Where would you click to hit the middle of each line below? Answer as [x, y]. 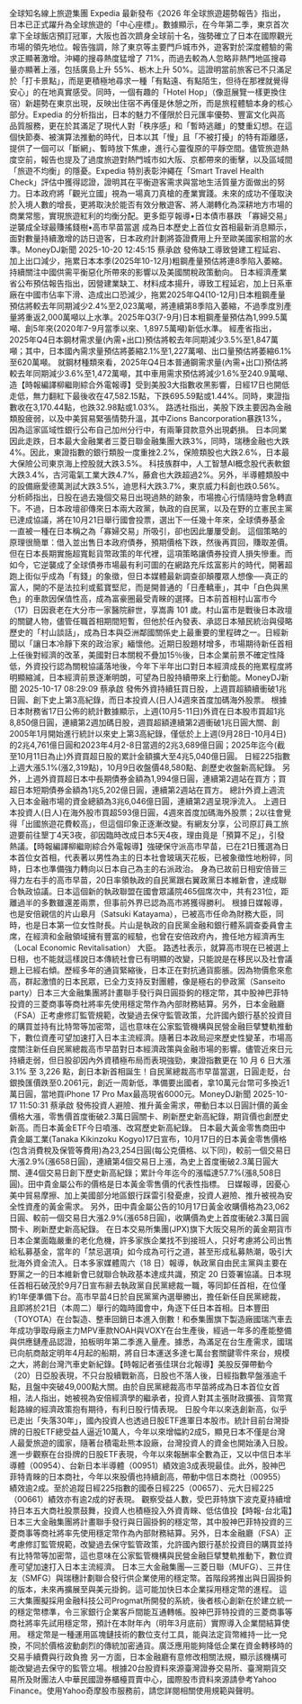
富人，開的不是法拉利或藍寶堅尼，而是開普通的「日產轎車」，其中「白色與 [145, 587]
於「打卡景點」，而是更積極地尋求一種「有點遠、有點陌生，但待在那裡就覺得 [149, 81]
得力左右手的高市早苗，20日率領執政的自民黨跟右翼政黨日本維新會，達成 [144, 880]
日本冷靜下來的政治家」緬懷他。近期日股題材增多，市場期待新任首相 [166, 644]
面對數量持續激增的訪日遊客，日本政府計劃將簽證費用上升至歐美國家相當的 [147, 238]
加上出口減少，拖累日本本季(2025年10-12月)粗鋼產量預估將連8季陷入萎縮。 [148, 261]
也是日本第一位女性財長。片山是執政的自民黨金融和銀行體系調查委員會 [155, 925]
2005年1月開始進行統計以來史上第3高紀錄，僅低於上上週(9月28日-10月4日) [148, 734]
